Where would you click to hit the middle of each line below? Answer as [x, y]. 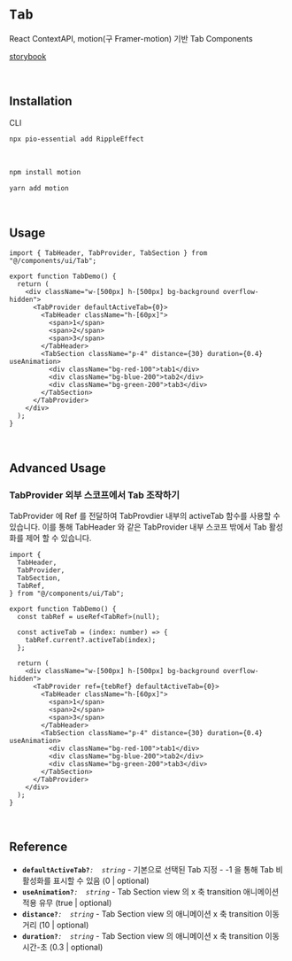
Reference [38, 847]
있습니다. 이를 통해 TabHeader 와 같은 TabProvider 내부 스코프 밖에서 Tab [138, 527]
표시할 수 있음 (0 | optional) [101, 880]
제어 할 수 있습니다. [58, 538]
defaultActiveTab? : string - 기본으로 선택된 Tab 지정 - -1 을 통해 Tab [148, 869]
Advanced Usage [58, 468]
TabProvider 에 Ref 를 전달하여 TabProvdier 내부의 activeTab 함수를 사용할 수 [145, 515]
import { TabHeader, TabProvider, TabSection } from [108, 253]
